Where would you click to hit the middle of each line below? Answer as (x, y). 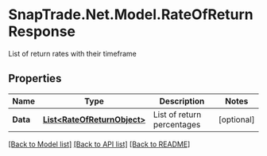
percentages (177, 124)
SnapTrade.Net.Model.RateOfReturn (131, 15)
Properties (35, 78)
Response (42, 31)
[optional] (236, 119)
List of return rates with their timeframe (72, 53)
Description (182, 101)
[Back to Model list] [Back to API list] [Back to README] (99, 144)
